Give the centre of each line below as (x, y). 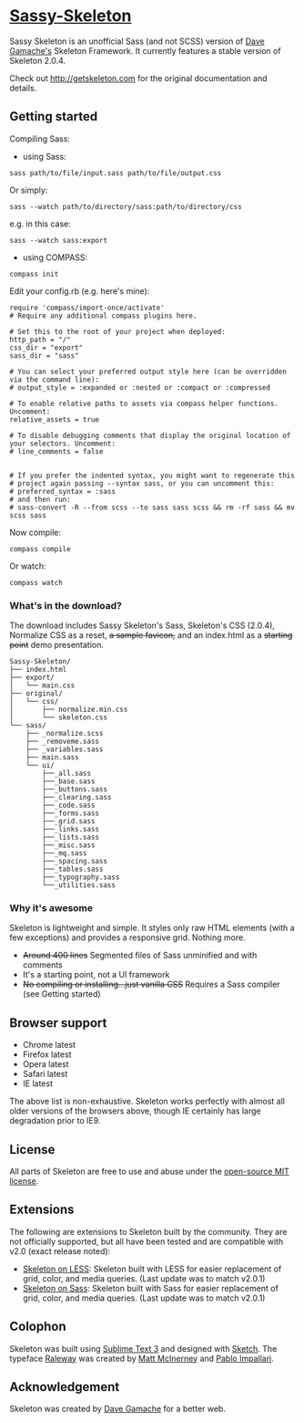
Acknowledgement (65, 1387)
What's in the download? (66, 605)
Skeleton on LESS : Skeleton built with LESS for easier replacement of (152, 1269)
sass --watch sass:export (58, 240)
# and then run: (40, 499)
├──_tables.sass (73, 869)
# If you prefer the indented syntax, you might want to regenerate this (152, 476)
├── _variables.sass (65, 749)
